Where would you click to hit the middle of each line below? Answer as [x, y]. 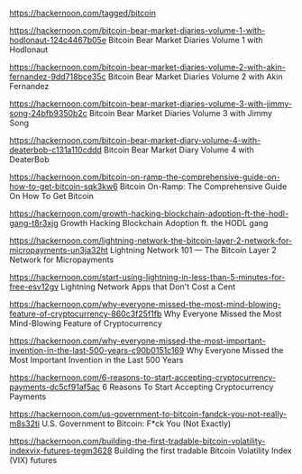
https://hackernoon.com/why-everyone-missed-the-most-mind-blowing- [146, 304]
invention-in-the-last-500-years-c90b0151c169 [97, 350]
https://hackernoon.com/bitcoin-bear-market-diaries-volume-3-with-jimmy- [151, 104]
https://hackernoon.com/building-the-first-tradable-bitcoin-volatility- [137, 441]
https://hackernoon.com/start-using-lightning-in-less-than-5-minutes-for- [147, 277]
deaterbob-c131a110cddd [55, 150]
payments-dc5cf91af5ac [55, 387]
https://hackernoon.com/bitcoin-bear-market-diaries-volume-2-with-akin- [147, 67]
